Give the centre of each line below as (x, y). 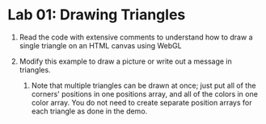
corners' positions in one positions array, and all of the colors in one (144, 93)
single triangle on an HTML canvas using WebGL (101, 45)
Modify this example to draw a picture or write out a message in (125, 61)
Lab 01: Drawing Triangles (97, 15)
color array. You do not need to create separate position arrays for (141, 102)
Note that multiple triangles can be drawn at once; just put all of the (144, 85)
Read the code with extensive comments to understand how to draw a (136, 37)
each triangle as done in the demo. (89, 111)
